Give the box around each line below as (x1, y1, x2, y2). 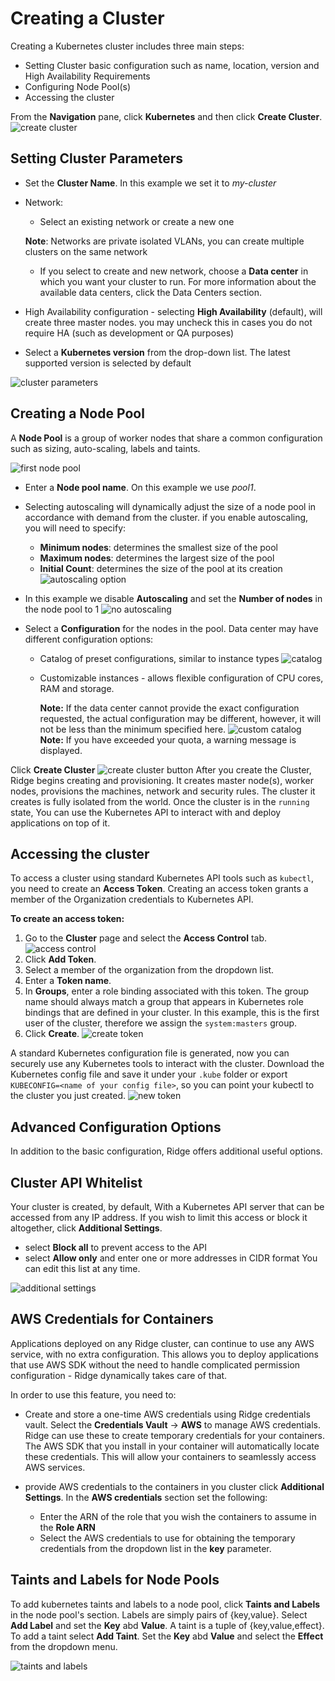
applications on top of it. (10, 817, 111, 829)
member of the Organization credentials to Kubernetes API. (10, 893, 254, 906)
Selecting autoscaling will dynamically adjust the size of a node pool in (24, 500, 317, 512)
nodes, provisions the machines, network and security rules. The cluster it (10, 785, 316, 797)
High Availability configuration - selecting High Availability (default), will (24, 305, 323, 317)
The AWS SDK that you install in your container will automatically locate (24, 1440, 320, 1452)
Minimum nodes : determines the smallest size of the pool (39, 541, 279, 553)
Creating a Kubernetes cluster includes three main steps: (10, 40, 245, 52)
